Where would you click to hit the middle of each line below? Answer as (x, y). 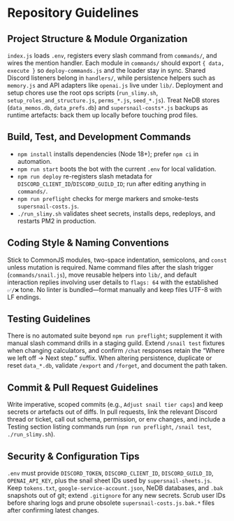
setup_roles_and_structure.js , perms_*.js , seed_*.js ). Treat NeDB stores (114, 100)
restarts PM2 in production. (57, 221)
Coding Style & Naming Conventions (88, 243)
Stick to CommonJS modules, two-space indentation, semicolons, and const (117, 260)
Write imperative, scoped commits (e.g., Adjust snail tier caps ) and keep (115, 405)
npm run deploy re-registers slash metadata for (85, 176)
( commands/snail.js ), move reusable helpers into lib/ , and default (102, 275)
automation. (35, 161)
